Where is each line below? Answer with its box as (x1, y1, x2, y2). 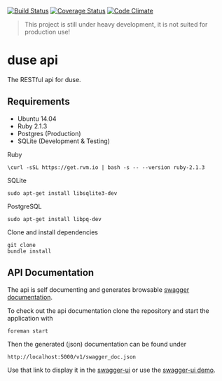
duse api (7, 53, 58, 68)
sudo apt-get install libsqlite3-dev (7, 189, 118, 196)
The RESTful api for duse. (7, 75, 82, 83)
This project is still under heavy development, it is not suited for (24, 20, 208, 28)
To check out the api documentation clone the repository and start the (7, 306, 210, 315)
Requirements (7, 95, 70, 108)
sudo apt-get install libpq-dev (7, 215, 102, 222)
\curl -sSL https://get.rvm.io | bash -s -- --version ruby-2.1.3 (7, 163, 205, 171)
